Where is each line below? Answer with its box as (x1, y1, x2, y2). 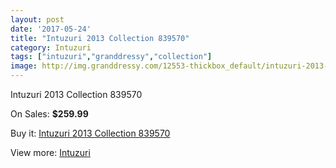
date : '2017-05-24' (10, 24, 92, 34)
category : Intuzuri (10, 42, 92, 53)
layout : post (10, 14, 65, 25)
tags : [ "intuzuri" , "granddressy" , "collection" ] (10, 52, 213, 62)
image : (10, 61, 38, 71)
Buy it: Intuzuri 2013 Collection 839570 (10, 127, 171, 139)
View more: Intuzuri (10, 147, 91, 158)
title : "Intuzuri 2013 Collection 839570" (10, 33, 190, 43)
